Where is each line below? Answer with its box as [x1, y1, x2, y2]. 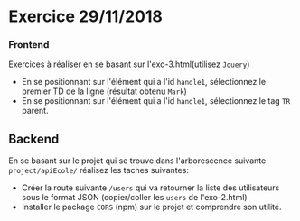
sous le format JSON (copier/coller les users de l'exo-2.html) [21, 192, 248, 203]
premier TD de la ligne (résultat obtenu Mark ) [21, 86, 187, 97]
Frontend [8, 39, 50, 51]
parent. [21, 106, 49, 116]
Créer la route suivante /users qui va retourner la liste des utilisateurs [21, 182, 280, 193]
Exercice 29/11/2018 [8, 6, 164, 27]
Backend [8, 131, 60, 146]
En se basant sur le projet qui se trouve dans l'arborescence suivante [8, 155, 267, 166]
